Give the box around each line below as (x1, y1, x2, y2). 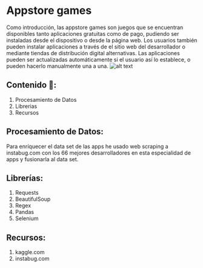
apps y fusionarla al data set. (6, 155, 79, 162)
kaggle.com (15, 249, 45, 256)
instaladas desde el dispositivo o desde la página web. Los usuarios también (6, 36, 198, 44)
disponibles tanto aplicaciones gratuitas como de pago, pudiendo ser (6, 30, 179, 37)
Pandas (15, 209, 35, 216)
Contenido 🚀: (6, 80, 57, 90)
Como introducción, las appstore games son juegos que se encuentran (6, 24, 184, 31)
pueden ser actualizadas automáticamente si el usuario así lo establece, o (6, 56, 191, 63)
